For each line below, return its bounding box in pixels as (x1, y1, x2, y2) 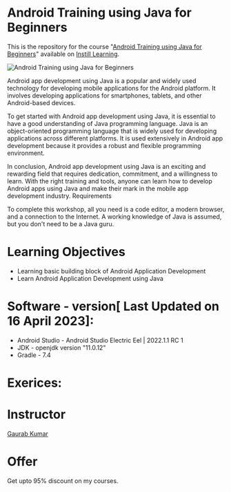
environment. (7, 149, 45, 157)
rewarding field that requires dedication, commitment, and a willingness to (7, 170, 218, 178)
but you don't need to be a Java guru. (7, 219, 114, 228)
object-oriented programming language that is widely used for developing (7, 127, 217, 135)
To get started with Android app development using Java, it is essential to (7, 112, 216, 120)
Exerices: (7, 375, 62, 390)
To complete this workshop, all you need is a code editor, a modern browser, (7, 205, 225, 213)
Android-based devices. (7, 98, 76, 107)
